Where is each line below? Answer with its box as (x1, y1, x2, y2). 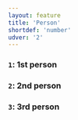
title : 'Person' (8, 19, 61, 27)
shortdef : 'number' (8, 26, 72, 34)
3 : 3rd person (8, 101, 60, 112)
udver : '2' (8, 33, 44, 42)
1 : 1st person (8, 60, 57, 71)
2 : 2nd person (8, 80, 62, 91)
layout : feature (8, 11, 61, 20)
